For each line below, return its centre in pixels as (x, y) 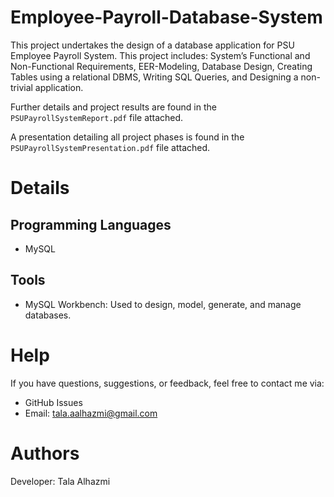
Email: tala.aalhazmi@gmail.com (91, 413)
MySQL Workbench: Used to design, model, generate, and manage (163, 304)
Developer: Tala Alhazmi (60, 481)
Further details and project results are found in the (113, 107)
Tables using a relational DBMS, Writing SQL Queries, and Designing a (154, 77)
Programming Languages (91, 224)
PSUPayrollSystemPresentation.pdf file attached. (110, 147)
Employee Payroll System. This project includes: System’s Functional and (160, 55)
